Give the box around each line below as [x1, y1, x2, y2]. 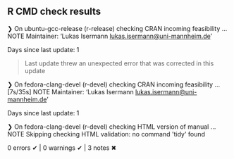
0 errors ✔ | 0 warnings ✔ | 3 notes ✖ [7, 144, 117, 152]
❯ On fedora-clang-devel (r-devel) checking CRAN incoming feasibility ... [7, 80, 221, 89]
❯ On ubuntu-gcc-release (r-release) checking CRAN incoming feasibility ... [7, 24, 228, 32]
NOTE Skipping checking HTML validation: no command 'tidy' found [7, 129, 206, 138]
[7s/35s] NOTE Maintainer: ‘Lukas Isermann [7, 87, 134, 96]
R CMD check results [7, 6, 101, 18]
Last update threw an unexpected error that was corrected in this [24, 59, 214, 68]
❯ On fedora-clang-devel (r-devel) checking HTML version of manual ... [7, 122, 216, 131]
